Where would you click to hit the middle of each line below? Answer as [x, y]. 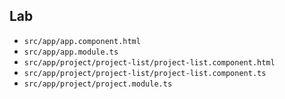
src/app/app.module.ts [71, 52]
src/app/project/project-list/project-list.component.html [149, 62]
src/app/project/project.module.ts [98, 84]
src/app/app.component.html [82, 41]
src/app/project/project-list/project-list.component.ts [145, 73]
